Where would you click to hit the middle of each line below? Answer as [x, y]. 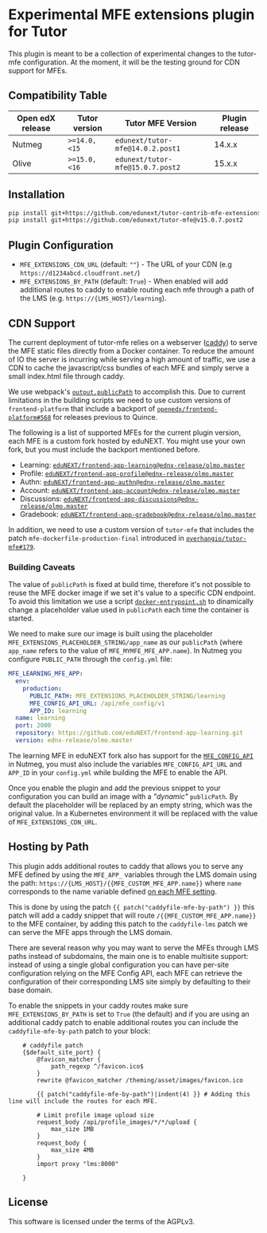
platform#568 [30, 417]
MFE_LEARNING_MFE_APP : [46, 674]
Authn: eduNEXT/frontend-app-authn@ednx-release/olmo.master [122, 481]
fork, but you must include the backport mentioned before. [104, 449]
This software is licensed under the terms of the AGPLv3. [102, 1221]
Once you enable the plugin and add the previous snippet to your [114, 788]
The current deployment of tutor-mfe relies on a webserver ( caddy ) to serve [133, 342]
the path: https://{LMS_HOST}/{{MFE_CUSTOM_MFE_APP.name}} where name [125, 883]
